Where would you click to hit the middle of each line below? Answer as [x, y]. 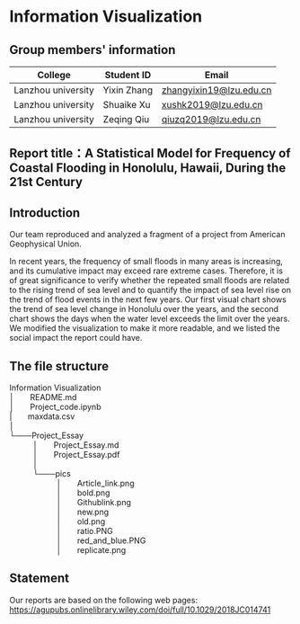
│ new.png [83, 512]
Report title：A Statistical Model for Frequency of [150, 153]
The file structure [59, 366]
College [54, 75]
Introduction [45, 213]
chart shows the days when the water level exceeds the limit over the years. [150, 319]
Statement [40, 579]
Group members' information [93, 50]
